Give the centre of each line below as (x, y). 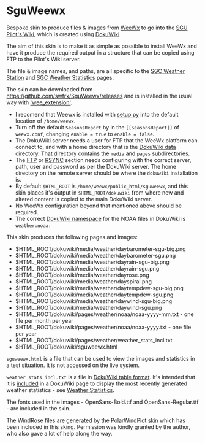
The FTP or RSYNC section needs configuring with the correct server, (103, 160)
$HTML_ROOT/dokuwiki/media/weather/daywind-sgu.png (88, 307)
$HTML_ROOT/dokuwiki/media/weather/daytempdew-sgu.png (94, 295)
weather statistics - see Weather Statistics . (60, 390)
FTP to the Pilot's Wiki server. (43, 59)
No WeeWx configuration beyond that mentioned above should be (99, 206)
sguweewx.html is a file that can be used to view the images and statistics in (101, 358)
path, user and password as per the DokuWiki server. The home (95, 166)
